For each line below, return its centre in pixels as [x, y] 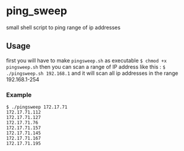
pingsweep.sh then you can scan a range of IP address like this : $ [86, 67]
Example [19, 95]
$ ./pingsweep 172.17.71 [37, 107]
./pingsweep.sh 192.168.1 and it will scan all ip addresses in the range [92, 73]
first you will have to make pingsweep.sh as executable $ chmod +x [87, 60]
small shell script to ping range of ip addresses [63, 27]
